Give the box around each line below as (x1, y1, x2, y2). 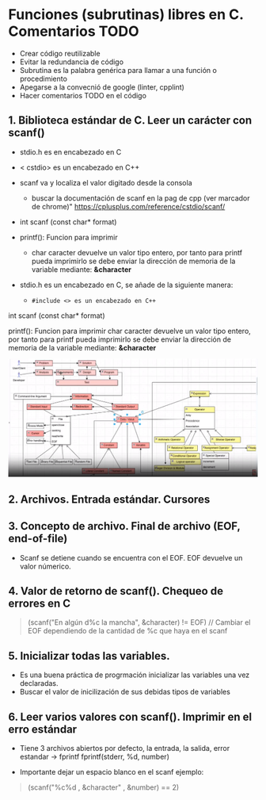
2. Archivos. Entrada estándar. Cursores (8, 492, 211, 506)
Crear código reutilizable (19, 48, 101, 58)
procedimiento (19, 74, 67, 83)
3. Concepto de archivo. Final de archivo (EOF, (8, 519, 241, 533)
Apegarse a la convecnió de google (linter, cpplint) (19, 82, 184, 92)
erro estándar (8, 722, 78, 736)
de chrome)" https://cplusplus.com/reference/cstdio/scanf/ (31, 201, 226, 211)
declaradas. (19, 679, 59, 688)
